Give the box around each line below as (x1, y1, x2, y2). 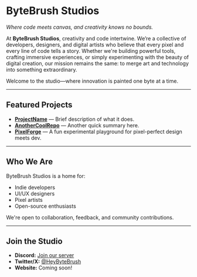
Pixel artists (14, 196, 43, 203)
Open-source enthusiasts (14, 202, 76, 210)
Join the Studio (6, 236, 63, 246)
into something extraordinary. (6, 66, 77, 73)
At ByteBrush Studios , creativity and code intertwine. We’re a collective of (6, 35, 186, 42)
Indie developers (14, 184, 56, 191)
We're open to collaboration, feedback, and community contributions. (6, 214, 174, 221)
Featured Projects (6, 100, 73, 110)
